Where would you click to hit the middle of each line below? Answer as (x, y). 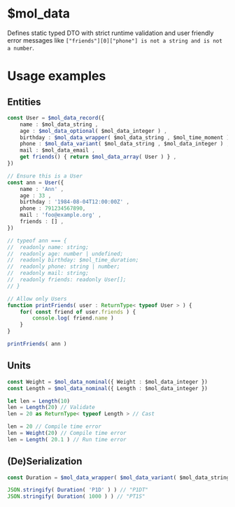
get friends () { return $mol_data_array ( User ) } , (98, 157)
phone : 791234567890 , (53, 208)
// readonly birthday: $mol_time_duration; (73, 260)
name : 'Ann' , (42, 189)
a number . (21, 48)
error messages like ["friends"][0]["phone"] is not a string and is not (115, 40)
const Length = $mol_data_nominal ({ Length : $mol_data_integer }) (108, 388)
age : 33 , (36, 195)
